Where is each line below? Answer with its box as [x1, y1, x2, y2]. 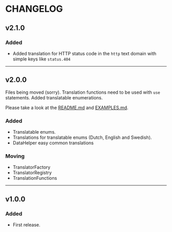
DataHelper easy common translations [12, 139, 94, 146]
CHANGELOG [5, 3, 63, 15]
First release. [12, 221, 40, 228]
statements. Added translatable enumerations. [5, 94, 103, 100]
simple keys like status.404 [12, 56, 71, 62]
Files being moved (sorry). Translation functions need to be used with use [5, 89, 160, 95]
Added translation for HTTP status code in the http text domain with [12, 50, 157, 56]
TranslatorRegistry [12, 170, 52, 176]
